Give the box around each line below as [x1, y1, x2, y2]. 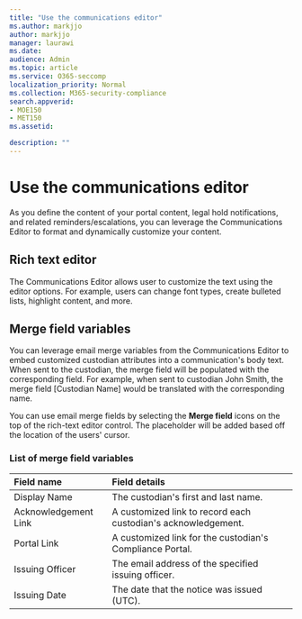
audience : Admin [9, 55, 70, 64]
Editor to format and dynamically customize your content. [9, 226, 222, 237]
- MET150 [9, 114, 42, 123]
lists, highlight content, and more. [9, 295, 133, 306]
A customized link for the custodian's [111, 531, 269, 543]
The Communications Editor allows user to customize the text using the [9, 276, 273, 287]
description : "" [9, 139, 70, 148]
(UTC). [111, 594, 141, 606]
